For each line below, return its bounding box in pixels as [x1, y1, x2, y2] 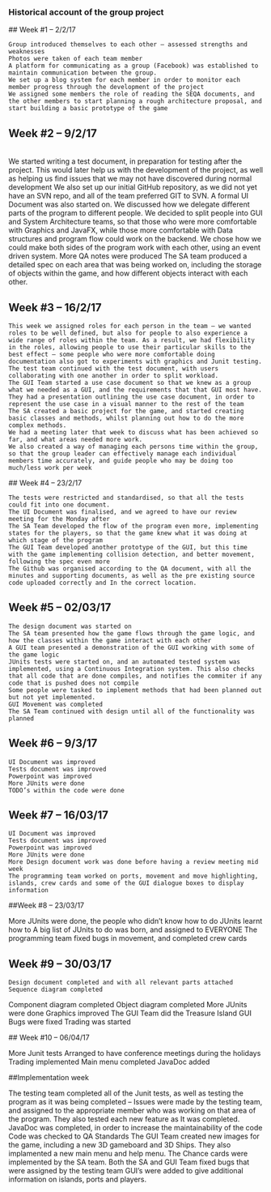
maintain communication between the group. [8, 69, 158, 77]
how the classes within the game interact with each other [8, 636, 212, 644]
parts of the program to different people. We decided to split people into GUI [8, 208, 263, 218]
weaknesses [8, 48, 45, 56]
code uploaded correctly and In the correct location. [8, 579, 197, 587]
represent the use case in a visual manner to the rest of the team [8, 399, 244, 408]
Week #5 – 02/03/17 [8, 600, 112, 614]
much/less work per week [8, 464, 92, 472]
